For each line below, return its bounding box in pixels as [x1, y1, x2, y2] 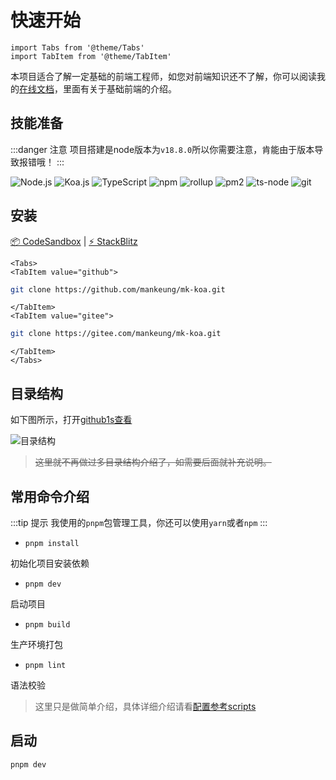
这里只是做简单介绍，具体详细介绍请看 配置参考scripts [34, 700, 257, 712]
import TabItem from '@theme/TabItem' [10, 51, 172, 61]
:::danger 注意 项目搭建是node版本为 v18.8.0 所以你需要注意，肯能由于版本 [10, 143, 315, 155]
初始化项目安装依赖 [10, 557, 90, 569]
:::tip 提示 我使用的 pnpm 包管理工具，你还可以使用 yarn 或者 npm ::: [10, 516, 268, 528]
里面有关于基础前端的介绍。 [62, 82, 177, 95]
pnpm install [24, 538, 80, 548]
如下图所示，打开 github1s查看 [10, 414, 133, 426]
